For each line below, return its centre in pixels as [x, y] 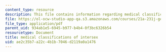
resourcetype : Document [30, 33]
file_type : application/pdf [34, 24]
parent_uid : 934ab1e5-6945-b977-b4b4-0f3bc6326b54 [58, 28]
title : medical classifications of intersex [52, 38]
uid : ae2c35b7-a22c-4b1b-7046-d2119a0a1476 [51, 42]
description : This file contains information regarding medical [73, 14]
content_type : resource [30, 10]
